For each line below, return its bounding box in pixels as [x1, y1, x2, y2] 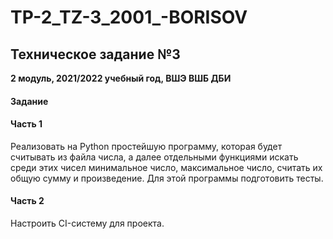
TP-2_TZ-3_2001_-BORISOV [10, 6, 248, 29]
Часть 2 [10, 195, 45, 207]
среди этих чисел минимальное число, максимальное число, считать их [10, 161, 323, 173]
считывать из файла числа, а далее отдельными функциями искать [10, 151, 299, 163]
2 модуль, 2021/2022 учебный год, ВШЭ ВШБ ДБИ [10, 72, 232, 84]
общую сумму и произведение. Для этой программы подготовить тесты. [10, 172, 324, 184]
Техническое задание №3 [10, 46, 181, 63]
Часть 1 [10, 118, 43, 130]
